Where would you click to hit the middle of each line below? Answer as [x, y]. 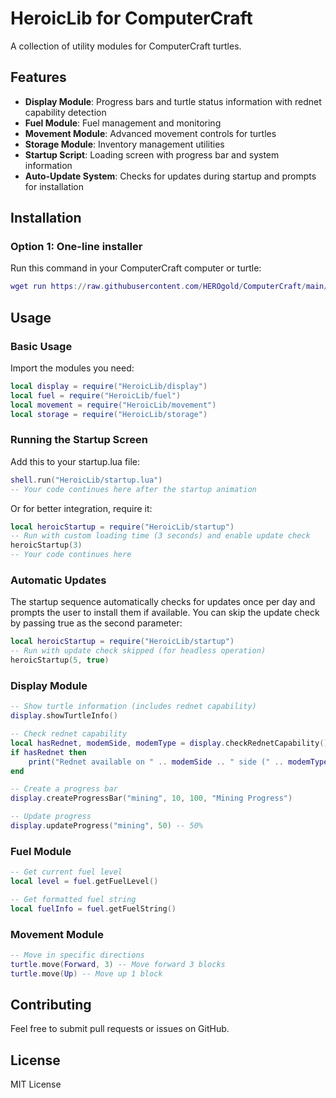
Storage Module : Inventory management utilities [124, 144]
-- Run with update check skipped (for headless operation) [138, 651]
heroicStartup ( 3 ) [46, 545]
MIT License [36, 1084]
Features [38, 77]
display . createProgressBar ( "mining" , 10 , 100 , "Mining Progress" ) [151, 798]
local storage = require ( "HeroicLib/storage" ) [109, 414]
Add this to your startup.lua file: [75, 461]
